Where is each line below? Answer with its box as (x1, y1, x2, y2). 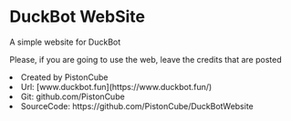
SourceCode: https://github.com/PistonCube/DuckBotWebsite (21, 100, 254, 111)
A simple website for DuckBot (9, 36, 121, 47)
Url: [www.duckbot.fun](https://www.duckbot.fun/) (21, 81, 213, 92)
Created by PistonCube (21, 71, 109, 83)
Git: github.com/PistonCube (21, 91, 125, 102)
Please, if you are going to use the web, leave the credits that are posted (9, 54, 283, 65)
